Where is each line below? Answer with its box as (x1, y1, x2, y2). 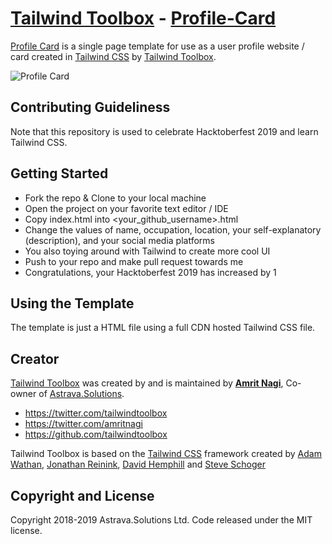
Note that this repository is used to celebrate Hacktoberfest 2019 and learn (10, 125, 319, 137)
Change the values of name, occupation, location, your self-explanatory (24, 223, 322, 236)
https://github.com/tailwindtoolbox (24, 428, 168, 441)
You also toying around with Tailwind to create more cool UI (24, 245, 271, 257)
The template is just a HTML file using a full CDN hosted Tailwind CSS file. (10, 322, 316, 334)
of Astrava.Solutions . (38, 388, 125, 400)
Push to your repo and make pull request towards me (24, 255, 244, 267)
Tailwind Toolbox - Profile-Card (10, 7, 277, 30)
